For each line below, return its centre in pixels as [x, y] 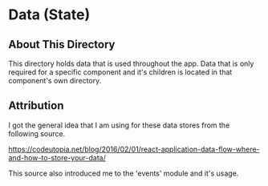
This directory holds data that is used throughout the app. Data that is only [131, 63]
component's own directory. [55, 81]
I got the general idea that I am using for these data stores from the [119, 125]
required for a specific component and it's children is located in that [120, 72]
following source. [37, 133]
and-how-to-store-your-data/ [57, 157]
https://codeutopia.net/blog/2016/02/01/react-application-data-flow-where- [134, 149]
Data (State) [49, 15]
